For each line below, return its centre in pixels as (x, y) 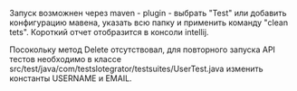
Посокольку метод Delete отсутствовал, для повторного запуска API (143, 50)
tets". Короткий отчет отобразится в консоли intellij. (109, 32)
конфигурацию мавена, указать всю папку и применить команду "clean (148, 23)
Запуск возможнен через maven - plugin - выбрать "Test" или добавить (148, 13)
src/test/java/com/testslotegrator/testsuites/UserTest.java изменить (137, 68)
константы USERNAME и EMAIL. (71, 78)
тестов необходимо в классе (66, 59)
